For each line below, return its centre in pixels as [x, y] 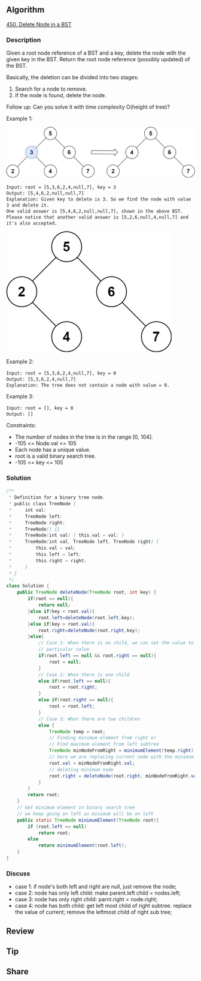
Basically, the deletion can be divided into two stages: [72, 77]
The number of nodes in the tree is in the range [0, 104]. [84, 437]
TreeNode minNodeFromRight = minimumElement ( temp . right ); [123, 751]
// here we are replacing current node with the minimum [121, 757]
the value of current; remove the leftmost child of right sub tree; [93, 912]
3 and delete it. [28, 205]
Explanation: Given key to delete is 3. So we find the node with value [99, 199]
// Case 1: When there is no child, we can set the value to [116, 643]
